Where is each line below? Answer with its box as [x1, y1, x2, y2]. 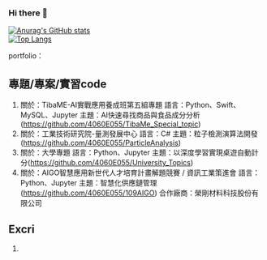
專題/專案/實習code [8, 77, 107, 91]
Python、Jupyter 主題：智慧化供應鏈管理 [19, 178, 157, 188]
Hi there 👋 [8, 7, 49, 19]
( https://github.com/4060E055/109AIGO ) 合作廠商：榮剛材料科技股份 [19, 188, 252, 198]
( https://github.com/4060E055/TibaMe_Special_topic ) [19, 119, 201, 129]
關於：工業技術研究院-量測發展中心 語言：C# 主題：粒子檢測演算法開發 [19, 129, 258, 139]
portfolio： [8, 51, 45, 61]
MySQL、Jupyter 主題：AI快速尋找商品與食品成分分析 [19, 110, 200, 120]
